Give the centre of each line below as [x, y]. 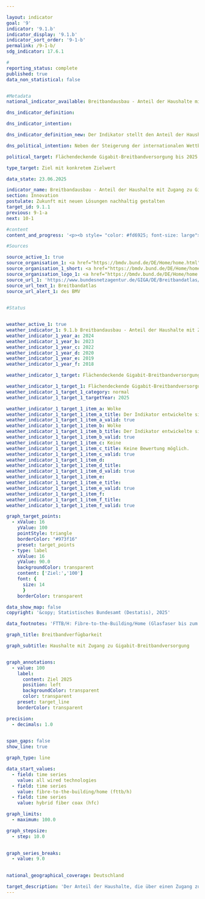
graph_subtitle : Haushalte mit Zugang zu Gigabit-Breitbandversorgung [98, 646]
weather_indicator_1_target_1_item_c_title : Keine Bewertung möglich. [98, 448]
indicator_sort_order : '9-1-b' [46, 40]
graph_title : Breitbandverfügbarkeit [54, 635]
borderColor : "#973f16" [48, 539]
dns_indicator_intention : [39, 124]
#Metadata [19, 96]
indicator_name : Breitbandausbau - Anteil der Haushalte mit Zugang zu [99, 190]
